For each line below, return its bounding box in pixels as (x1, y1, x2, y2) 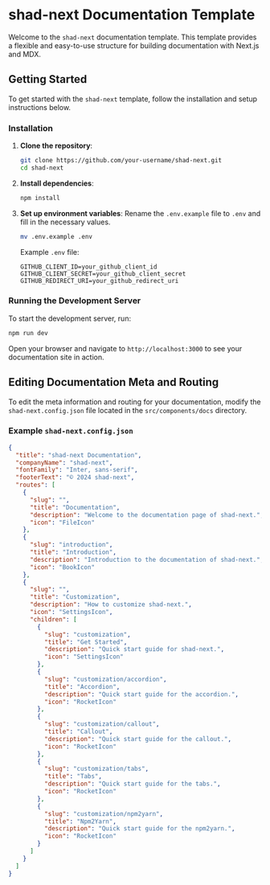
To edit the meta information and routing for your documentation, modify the (8, 396, 261, 407)
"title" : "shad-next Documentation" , (15, 451, 142, 459)
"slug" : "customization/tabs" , (43, 765, 149, 773)
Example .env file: (19, 247, 80, 256)
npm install (19, 194, 60, 202)
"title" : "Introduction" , (29, 548, 117, 556)
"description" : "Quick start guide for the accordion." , (43, 690, 239, 699)
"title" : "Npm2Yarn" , (43, 817, 117, 826)
